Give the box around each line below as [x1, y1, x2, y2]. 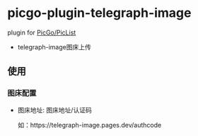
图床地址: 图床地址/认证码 [17, 106, 92, 114]
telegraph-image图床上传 [17, 42, 92, 51]
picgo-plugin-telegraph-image [7, 5, 192, 21]
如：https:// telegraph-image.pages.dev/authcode [17, 120, 162, 129]
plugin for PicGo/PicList [7, 28, 76, 37]
